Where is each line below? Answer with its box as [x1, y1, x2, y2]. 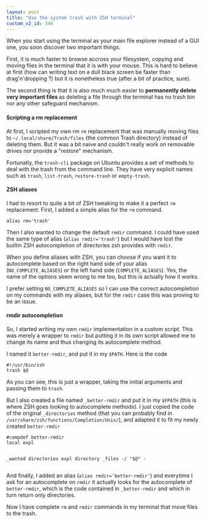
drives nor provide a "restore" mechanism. [6, 147, 114, 154]
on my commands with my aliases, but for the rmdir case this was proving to [6, 291, 199, 299]
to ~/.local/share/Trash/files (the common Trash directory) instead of [6, 134, 188, 141]
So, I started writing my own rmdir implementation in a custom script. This [6, 325, 193, 332]
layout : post [6, 9, 40, 15]
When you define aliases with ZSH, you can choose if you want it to [6, 253, 177, 261]
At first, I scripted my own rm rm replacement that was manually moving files [6, 127, 199, 135]
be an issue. [6, 297, 37, 305]
